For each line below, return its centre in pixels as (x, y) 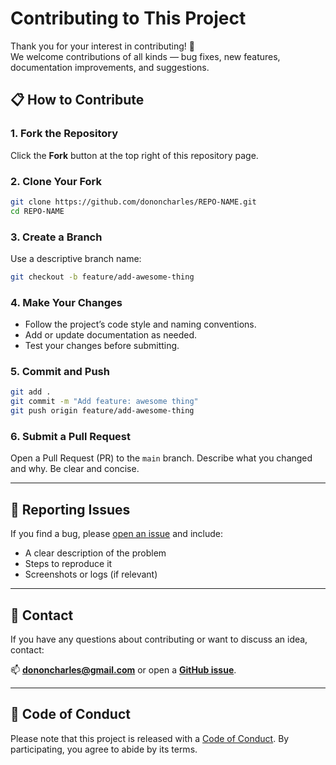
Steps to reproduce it (68, 564)
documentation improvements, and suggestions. (110, 67)
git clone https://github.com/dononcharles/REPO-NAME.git (133, 202)
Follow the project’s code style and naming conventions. (140, 324)
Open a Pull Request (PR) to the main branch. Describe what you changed (161, 458)
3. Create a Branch (56, 237)
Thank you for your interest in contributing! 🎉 (102, 46)
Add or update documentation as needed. (111, 335)
